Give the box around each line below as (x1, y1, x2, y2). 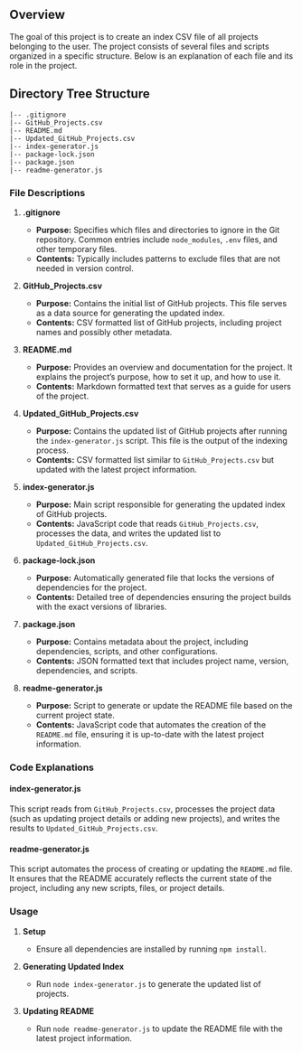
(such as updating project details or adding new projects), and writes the (9, 813, 280, 824)
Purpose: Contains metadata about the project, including (35, 636, 249, 647)
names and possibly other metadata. (35, 326, 173, 337)
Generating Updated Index (22, 961, 125, 972)
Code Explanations (9, 761, 95, 774)
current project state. (35, 709, 115, 720)
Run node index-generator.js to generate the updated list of (35, 978, 261, 989)
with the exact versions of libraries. (35, 601, 167, 612)
